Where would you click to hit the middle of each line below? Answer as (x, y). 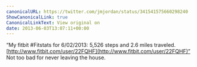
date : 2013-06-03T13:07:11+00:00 (48, 28)
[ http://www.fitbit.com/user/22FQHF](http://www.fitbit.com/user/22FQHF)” (98, 52)
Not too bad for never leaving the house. (56, 58)
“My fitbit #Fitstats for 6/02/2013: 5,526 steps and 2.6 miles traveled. (91, 45)
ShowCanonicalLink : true (37, 17)
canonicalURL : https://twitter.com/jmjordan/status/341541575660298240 (97, 12)
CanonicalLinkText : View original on (53, 23)
